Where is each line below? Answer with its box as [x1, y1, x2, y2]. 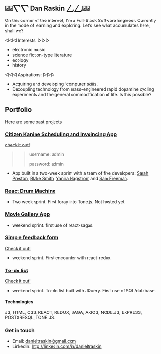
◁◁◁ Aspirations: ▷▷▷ [5, 71, 55, 78]
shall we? [5, 27, 24, 34]
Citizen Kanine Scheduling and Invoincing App [5, 131, 117, 138]
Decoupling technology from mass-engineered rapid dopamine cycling [12, 86, 154, 92]
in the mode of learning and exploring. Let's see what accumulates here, [5, 22, 150, 28]
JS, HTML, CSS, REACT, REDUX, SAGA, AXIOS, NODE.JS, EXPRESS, [5, 310, 142, 315]
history [12, 62, 27, 68]
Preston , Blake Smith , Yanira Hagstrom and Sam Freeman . [12, 175, 128, 181]
